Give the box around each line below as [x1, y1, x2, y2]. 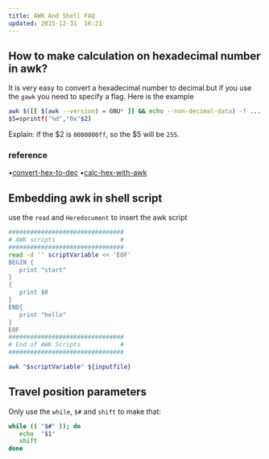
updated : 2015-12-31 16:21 [8, 19, 103, 27]
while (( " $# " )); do [8, 422, 81, 430]
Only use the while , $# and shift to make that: [8, 407, 162, 416]
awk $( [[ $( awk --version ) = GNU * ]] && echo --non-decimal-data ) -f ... [8, 107, 262, 115]
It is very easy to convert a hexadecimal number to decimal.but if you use [8, 83, 252, 93]
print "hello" [19, 311, 67, 319]
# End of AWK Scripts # [8, 340, 125, 349]
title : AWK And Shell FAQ [8, 11, 95, 20]
